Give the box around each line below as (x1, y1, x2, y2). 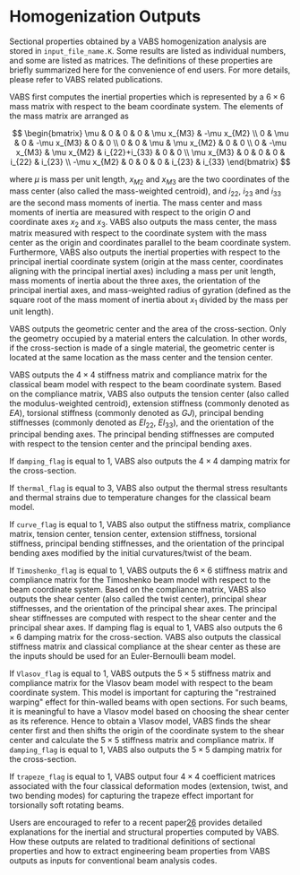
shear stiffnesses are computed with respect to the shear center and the (9, 612, 277, 623)
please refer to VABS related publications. (9, 74, 163, 84)
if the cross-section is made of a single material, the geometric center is (9, 342, 275, 353)
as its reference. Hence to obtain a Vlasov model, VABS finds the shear (9, 715, 271, 726)
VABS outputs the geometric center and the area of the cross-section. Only (9, 324, 287, 334)
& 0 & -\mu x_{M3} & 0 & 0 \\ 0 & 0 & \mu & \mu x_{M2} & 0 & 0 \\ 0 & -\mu (13, 137, 287, 148)
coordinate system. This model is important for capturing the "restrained (9, 687, 277, 697)
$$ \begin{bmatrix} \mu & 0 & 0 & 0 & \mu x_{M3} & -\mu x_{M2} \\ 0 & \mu (12, 127, 289, 138)
